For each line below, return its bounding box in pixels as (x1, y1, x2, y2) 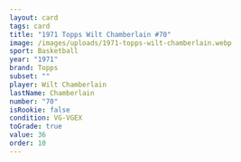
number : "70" (9, 96, 59, 106)
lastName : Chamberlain (9, 88, 95, 97)
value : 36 (9, 130, 47, 139)
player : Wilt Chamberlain (9, 80, 107, 89)
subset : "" (9, 72, 51, 81)
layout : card (9, 13, 59, 22)
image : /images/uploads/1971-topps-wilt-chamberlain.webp (9, 38, 232, 48)
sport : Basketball (9, 47, 79, 56)
